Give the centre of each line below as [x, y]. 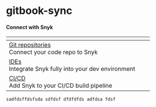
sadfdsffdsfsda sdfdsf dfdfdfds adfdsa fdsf [61, 99]
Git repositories [30, 45]
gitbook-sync [39, 11]
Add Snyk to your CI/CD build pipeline [61, 85]
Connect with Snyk [30, 27]
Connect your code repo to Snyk [53, 52]
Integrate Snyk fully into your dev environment [72, 69]
